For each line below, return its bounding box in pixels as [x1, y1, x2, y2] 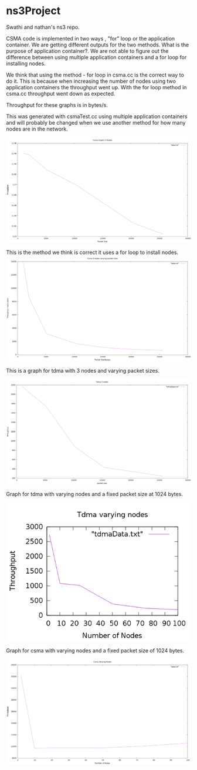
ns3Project [6, 4, 61, 18]
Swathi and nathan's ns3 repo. [6, 24, 80, 31]
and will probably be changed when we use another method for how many [6, 119, 186, 126]
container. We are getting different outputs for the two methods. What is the [6, 41, 189, 48]
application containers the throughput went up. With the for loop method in [6, 83, 187, 91]
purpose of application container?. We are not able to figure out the [6, 47, 169, 54]
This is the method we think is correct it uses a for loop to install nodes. [6, 249, 179, 256]
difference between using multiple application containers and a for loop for [6, 53, 187, 61]
